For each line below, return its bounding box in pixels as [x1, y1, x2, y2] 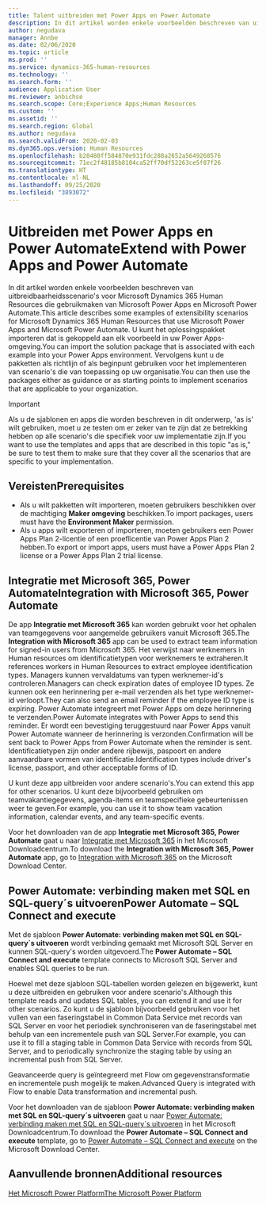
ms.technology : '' [8, 71, 69, 78]
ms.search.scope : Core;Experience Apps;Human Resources [8, 100, 196, 108]
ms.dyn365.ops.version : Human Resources [8, 144, 144, 152]
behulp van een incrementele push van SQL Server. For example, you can [8, 1030, 246, 1039]
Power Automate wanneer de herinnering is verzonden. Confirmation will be [8, 729, 253, 739]
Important [8, 399, 40, 408]
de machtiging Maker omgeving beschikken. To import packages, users [19, 509, 253, 518]
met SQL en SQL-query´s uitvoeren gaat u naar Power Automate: [8, 1111, 223, 1120]
